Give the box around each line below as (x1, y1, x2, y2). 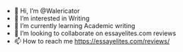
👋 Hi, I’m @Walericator (13, 7, 80, 15)
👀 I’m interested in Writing (13, 14, 90, 22)
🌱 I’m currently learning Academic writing (13, 22, 135, 30)
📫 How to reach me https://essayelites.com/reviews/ (13, 37, 170, 45)
